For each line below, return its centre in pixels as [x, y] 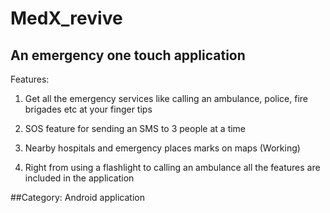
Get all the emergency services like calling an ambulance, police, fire [166, 98]
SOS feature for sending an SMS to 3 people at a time [135, 128]
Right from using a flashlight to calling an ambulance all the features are [172, 167]
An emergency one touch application [128, 55]
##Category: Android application [77, 197]
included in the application [79, 178]
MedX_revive [66, 18]
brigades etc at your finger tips [88, 109]
